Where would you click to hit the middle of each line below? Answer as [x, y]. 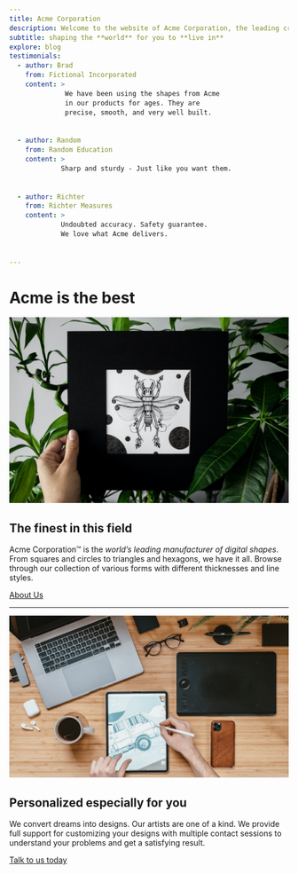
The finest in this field [71, 528]
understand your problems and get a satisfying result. [107, 843]
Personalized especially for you [98, 803]
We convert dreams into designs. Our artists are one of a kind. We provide [145, 824]
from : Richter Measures [69, 206]
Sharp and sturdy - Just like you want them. [146, 169]
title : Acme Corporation [55, 19]
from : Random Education [69, 150]
